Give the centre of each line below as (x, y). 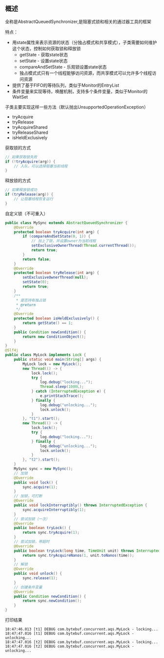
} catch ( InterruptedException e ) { (68, 391)
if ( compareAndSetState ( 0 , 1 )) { (57, 237)
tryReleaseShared (30, 132)
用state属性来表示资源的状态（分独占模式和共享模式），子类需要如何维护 (84, 42)
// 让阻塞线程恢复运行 (34, 199)
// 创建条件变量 (28, 587)
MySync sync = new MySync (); (43, 469)
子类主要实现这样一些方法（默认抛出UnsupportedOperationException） (77, 107)
